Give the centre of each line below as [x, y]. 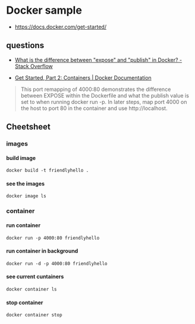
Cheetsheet [28, 127]
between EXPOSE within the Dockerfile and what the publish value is [105, 95]
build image [21, 158]
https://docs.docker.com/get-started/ [61, 27]
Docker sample [44, 10]
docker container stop [34, 315]
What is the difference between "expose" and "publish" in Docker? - [98, 59]
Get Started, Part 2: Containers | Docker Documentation [83, 77]
